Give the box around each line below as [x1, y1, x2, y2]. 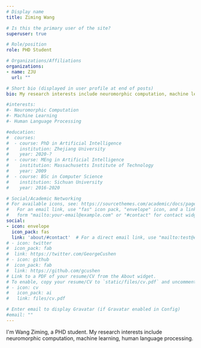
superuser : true [6, 30, 47, 36]
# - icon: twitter [6, 240, 52, 246]
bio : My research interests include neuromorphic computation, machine [6, 91, 188, 97]
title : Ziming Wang [6, 14, 55, 20]
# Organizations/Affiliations [6, 58, 82, 64]
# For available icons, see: [6, 201, 79, 207]
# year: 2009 [6, 168, 47, 174]
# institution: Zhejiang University [6, 146, 106, 152]
